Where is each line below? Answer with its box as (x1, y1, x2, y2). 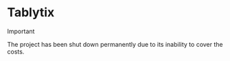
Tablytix (7, 5, 55, 20)
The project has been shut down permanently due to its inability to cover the (7, 40, 223, 48)
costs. (7, 47, 25, 56)
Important (7, 27, 35, 35)
